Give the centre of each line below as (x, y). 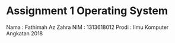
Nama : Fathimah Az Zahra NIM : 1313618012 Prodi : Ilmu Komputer (87, 27)
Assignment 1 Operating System (87, 11)
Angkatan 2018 (25, 33)
